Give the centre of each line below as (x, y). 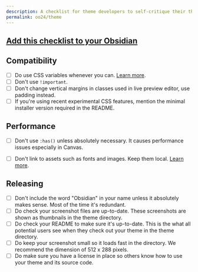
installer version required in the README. (65, 108)
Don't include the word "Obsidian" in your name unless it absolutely (97, 198)
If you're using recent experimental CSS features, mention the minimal (100, 101)
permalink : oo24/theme (34, 17)
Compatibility (32, 61)
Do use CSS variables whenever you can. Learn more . (80, 75)
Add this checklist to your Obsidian (72, 41)
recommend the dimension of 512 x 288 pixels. (71, 249)
